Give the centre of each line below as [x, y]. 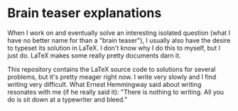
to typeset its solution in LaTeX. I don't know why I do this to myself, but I [114, 48]
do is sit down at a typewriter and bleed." [67, 99]
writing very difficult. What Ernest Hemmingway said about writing [104, 84]
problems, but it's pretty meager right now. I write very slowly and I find [112, 77]
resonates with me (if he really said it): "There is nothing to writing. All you [116, 92]
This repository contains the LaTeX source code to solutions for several [112, 69]
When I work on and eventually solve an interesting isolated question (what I [119, 33]
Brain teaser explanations [85, 13]
